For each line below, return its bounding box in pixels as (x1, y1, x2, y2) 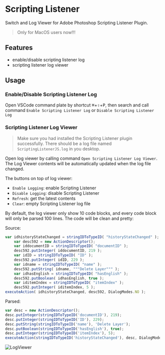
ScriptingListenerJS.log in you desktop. (17, 145, 101, 151)
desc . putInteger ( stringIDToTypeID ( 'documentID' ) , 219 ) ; (5, 312, 122, 318)
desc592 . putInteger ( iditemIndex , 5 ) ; (14, 285, 96, 290)
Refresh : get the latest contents (12, 195, 76, 201)
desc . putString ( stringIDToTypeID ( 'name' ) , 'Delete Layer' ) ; (5, 321, 131, 326)
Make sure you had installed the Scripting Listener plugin (17, 135, 133, 141)
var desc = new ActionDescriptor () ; (5, 308, 80, 313)
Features (5, 43, 33, 52)
